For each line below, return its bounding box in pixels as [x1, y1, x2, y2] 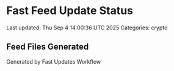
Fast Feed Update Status [6, 4, 133, 18]
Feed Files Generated [6, 42, 89, 52]
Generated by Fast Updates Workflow [6, 58, 101, 65]
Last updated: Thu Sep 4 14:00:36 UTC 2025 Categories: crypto [6, 24, 168, 31]
